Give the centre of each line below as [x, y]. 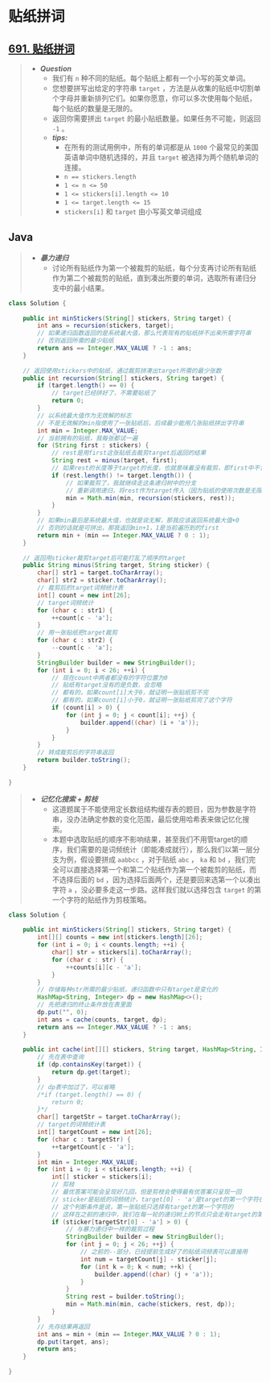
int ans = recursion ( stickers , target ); [106, 326]
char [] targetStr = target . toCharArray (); [109, 1117]
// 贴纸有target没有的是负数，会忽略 [106, 685]
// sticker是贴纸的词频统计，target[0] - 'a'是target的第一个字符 [155, 1199]
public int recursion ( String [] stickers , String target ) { [124, 378]
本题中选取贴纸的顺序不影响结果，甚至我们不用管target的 [146, 839]
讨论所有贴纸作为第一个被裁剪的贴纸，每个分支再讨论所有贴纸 [154, 267]
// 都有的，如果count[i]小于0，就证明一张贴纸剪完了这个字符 [142, 700]
